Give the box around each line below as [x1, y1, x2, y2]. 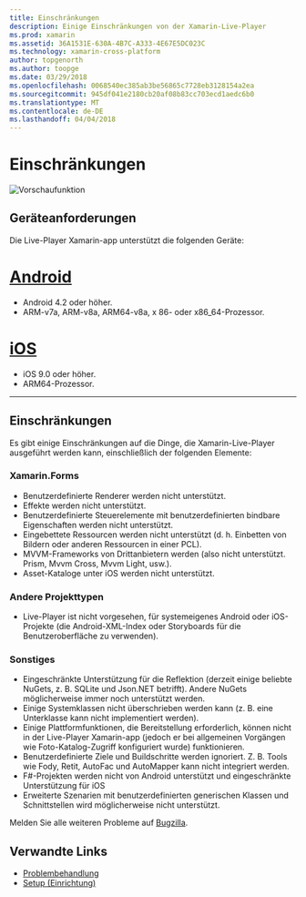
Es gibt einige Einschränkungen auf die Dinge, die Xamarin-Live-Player [9, 437, 275, 448]
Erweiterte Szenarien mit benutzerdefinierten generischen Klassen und [22, 790, 290, 801]
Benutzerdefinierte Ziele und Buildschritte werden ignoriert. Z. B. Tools [22, 751, 288, 762]
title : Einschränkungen [9, 13, 100, 23]
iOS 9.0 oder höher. [22, 368, 97, 379]
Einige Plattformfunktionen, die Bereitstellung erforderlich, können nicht [22, 722, 291, 733]
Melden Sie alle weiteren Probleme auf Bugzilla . [9, 817, 189, 829]
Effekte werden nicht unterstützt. [22, 500, 147, 511]
